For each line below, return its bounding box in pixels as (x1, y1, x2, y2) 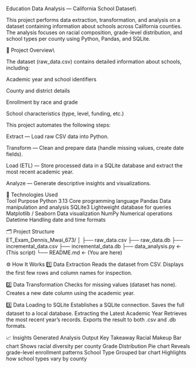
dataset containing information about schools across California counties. (6, 23, 182, 29)
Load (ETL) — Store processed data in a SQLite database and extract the (6, 162, 183, 169)
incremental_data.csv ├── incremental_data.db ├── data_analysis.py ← (6, 243, 181, 249)
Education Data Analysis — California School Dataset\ (6, 5, 137, 12)
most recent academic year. (6, 168, 74, 175)
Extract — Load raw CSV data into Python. (6, 133, 109, 140)
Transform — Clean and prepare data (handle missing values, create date (6, 144, 184, 151)
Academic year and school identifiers (6, 76, 97, 83)
